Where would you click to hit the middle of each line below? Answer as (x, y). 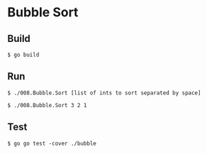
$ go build (23, 55)
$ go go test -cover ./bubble (52, 143)
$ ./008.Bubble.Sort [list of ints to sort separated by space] (104, 93)
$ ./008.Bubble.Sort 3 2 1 (47, 105)
